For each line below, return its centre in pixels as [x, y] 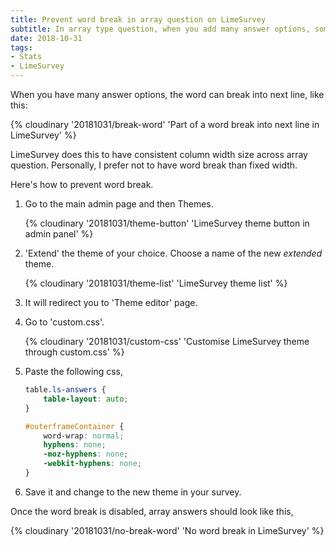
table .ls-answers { [65, 390]
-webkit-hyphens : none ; [92, 464]
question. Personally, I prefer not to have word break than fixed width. [154, 165]
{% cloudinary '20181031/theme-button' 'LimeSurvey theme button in [167, 223]
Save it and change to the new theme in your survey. [133, 492]
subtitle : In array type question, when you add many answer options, [160, 29]
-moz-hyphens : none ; [86, 454]
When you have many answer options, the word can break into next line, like [167, 94]
